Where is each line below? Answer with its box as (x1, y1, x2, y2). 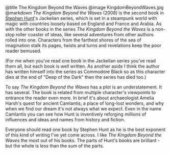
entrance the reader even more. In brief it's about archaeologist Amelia (5, 95, 155, 101)
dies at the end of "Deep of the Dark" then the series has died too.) (5, 74, 146, 80)
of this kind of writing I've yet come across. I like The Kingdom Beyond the (5, 132, 162, 138)
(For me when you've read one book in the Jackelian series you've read (5, 58, 156, 63)
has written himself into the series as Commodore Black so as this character (5, 69, 165, 75)
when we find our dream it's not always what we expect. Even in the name (5, 106, 162, 112)
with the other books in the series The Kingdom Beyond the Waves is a (5, 26, 155, 32)
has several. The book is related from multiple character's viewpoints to (5, 90, 156, 95)
